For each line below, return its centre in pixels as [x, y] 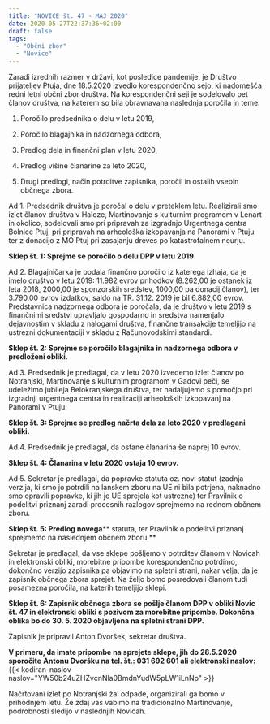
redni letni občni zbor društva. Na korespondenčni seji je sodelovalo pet [129, 94]
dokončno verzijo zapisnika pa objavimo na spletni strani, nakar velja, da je [133, 570]
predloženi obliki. [38, 357]
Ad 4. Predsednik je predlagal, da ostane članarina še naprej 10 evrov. [125, 447]
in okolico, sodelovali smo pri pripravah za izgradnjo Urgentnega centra [128, 223]
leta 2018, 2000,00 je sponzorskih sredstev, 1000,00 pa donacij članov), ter [134, 289]
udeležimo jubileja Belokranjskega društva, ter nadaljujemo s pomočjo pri [131, 390]
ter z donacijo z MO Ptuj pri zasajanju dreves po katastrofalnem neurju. [127, 240]
